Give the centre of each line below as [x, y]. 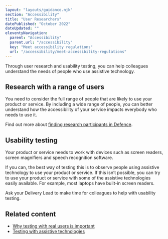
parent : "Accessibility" [36, 38]
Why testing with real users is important [54, 226]
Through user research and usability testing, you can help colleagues [77, 66]
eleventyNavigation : [27, 33]
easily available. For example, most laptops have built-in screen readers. [80, 183]
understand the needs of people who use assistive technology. [70, 71]
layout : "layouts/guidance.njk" [39, 10]
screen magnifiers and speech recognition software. [59, 157]
